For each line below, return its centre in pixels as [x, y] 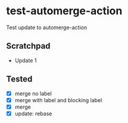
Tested [19, 79]
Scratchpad [28, 46]
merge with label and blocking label [58, 100]
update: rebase [33, 113]
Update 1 [26, 60]
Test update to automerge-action [47, 27]
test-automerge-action [64, 11]
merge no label [33, 93]
